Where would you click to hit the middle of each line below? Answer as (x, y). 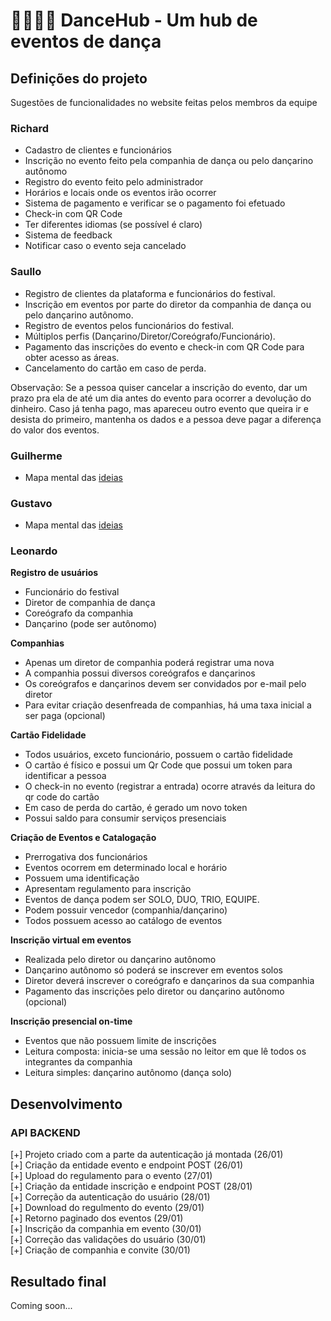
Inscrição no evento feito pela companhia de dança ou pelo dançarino (169, 161)
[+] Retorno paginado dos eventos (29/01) (97, 1218)
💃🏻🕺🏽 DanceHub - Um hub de (134, 20)
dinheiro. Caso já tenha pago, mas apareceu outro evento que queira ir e (159, 408)
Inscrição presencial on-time (71, 1021)
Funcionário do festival (72, 592)
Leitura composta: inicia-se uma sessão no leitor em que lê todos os (165, 1051)
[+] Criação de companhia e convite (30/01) (100, 1250)
